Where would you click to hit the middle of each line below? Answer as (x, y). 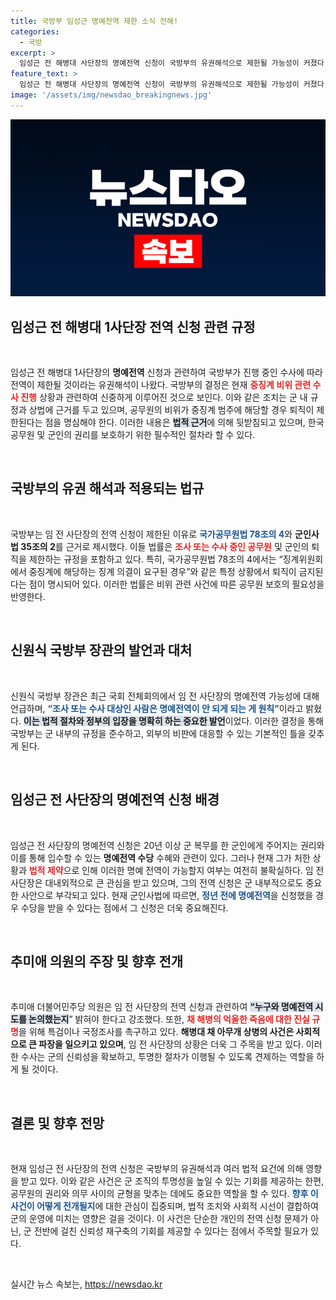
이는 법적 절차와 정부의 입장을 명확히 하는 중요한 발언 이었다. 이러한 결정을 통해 (174, 721)
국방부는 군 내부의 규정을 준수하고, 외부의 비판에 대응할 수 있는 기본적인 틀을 (158, 733)
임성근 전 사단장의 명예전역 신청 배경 (115, 800)
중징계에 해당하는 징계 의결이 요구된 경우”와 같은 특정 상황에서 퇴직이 (162, 571)
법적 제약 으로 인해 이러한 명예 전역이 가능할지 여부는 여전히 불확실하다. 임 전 (176, 870)
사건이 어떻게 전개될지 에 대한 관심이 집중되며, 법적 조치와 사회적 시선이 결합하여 (164, 1206)
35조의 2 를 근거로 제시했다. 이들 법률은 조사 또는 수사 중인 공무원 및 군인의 (165, 546)
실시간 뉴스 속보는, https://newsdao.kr (86, 1284)
